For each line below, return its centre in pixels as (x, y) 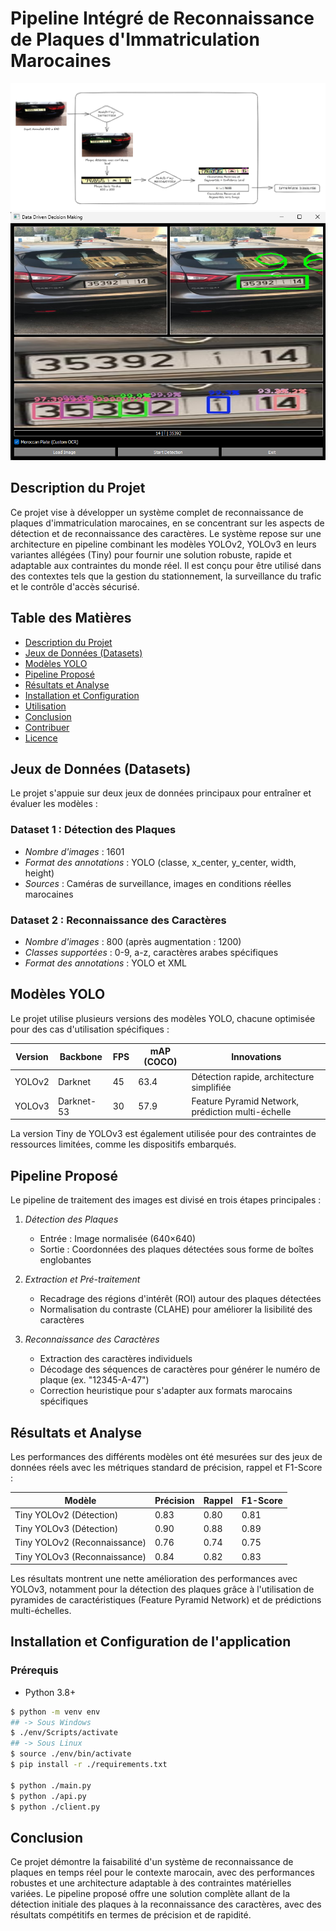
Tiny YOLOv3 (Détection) (66, 1528)
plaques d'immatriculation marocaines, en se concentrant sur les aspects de (167, 523)
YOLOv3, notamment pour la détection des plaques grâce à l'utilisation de (162, 1589)
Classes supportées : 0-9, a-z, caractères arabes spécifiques (151, 953)
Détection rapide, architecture (253, 1076)
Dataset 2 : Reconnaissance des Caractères (118, 920)
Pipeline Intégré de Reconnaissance (162, 18)
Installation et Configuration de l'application (151, 1642)
